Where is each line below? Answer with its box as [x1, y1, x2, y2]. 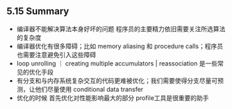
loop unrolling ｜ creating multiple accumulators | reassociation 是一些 [16, 59, 218, 68]
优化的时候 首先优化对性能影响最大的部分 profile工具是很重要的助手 [16, 93, 209, 102]
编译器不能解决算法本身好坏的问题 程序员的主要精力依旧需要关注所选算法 [16, 24, 226, 33]
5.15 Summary [6, 6, 69, 17]
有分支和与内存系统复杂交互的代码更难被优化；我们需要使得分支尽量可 [16, 76, 218, 85]
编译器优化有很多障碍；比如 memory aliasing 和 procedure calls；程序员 [16, 41, 224, 50]
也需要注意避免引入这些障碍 [16, 50, 97, 59]
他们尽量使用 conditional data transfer [35, 85, 144, 93]
